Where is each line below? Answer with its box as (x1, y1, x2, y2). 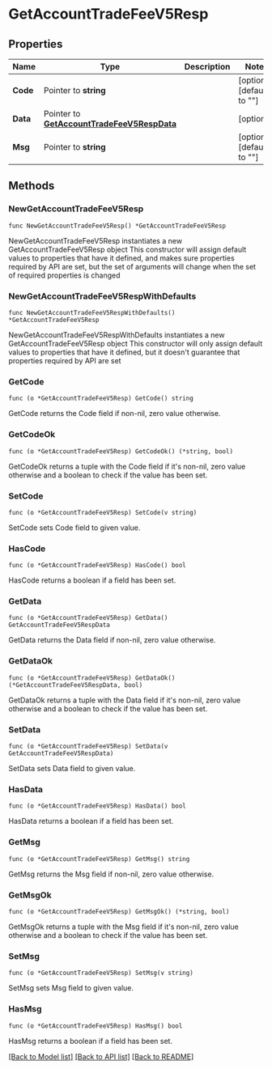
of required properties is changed (8, 270, 121, 280)
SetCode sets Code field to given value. (8, 523, 141, 532)
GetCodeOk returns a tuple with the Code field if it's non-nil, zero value (8, 461, 246, 471)
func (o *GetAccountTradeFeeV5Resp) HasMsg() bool (8, 1021, 183, 1030)
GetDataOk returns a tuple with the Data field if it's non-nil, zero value (8, 695, 241, 705)
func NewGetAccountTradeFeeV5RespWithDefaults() (8, 308, 176, 316)
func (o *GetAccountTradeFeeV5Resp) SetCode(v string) (8, 508, 198, 516)
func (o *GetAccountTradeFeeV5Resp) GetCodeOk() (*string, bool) (8, 447, 233, 456)
